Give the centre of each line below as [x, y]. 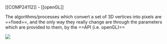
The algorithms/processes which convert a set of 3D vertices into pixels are [83, 17]
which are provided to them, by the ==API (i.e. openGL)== [65, 27]
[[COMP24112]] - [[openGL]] [35, 7]
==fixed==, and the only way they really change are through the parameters [84, 22]
